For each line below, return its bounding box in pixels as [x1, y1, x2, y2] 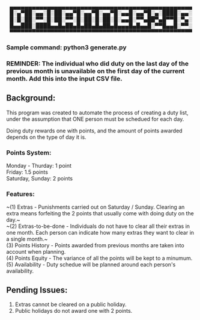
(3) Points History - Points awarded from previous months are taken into [6, 242, 184, 249]
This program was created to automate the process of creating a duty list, [6, 109, 189, 116]
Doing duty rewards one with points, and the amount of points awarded [6, 127, 183, 134]
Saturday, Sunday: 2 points [6, 174, 73, 182]
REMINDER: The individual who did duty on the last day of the [6, 59, 189, 67]
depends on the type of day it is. [6, 133, 86, 141]
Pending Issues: [6, 285, 68, 295]
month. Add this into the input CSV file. [6, 74, 123, 82]
